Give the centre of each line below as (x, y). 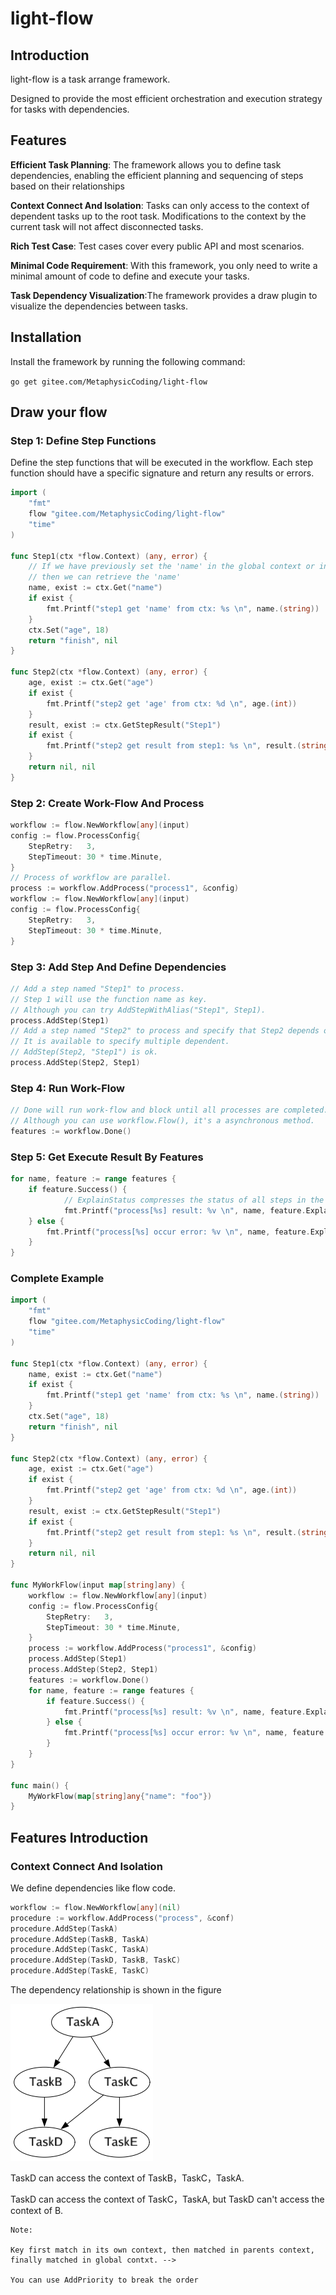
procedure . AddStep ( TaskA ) (64, 1928)
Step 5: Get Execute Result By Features (107, 1157)
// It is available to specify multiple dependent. (120, 1042)
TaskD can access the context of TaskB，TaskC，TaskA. (127, 2178)
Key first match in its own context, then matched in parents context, (162, 2250)
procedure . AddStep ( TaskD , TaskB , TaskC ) (96, 1960)
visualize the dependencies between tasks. (99, 306)
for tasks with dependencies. (70, 109)
